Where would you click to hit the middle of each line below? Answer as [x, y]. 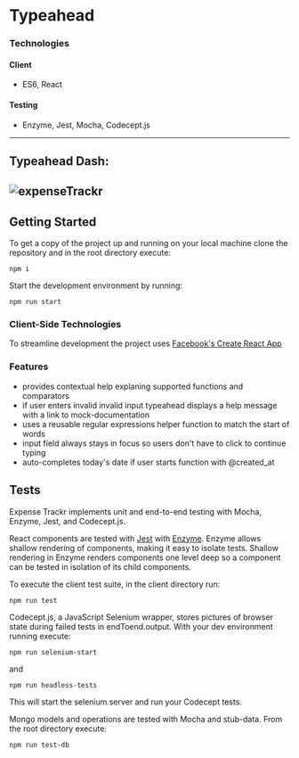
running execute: [40, 636]
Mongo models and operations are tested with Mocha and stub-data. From [146, 719]
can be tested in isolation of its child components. [101, 566]
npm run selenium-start [53, 652]
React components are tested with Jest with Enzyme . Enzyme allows [135, 538]
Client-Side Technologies [65, 325]
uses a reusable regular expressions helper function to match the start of [156, 424]
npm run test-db [39, 745]
